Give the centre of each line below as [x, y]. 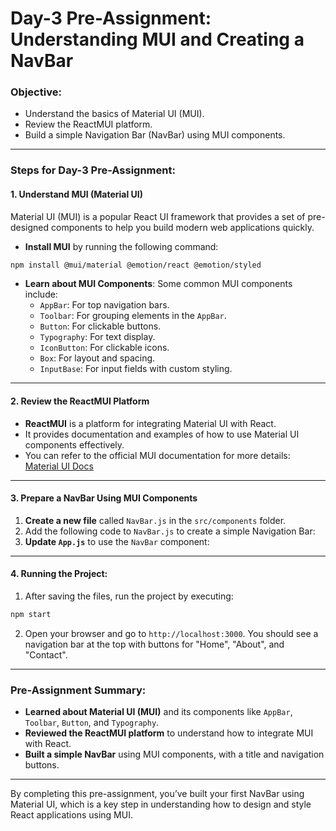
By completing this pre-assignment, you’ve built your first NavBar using [157, 794]
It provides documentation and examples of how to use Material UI [162, 434]
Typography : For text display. [97, 337]
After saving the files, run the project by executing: [129, 596]
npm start [31, 615]
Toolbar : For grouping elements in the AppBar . [133, 316]
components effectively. [74, 444]
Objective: [36, 92]
